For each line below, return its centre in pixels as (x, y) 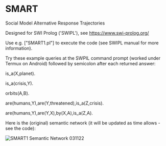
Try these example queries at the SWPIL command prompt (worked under (83, 58)
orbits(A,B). (17, 93)
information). (19, 48)
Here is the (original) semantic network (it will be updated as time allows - (83, 123)
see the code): (20, 128)
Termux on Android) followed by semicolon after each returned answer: (80, 63)
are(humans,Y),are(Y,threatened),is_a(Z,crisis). (54, 103)
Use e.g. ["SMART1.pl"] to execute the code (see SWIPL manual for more (82, 43)
